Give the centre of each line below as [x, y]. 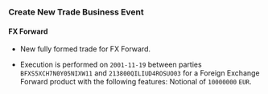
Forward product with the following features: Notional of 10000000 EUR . [136, 82]
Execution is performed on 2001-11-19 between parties [111, 65]
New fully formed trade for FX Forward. [85, 49]
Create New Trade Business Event [76, 12]
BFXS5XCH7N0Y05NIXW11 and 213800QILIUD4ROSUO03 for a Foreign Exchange [140, 73]
